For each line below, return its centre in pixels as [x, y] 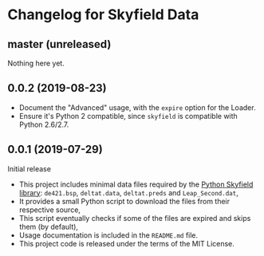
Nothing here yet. [36, 63]
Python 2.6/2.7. [44, 124]
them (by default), [49, 226]
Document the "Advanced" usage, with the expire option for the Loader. [137, 107]
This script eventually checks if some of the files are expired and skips [135, 218]
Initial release [29, 168]
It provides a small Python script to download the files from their [124, 201]
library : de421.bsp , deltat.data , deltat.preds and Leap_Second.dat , [128, 192]
